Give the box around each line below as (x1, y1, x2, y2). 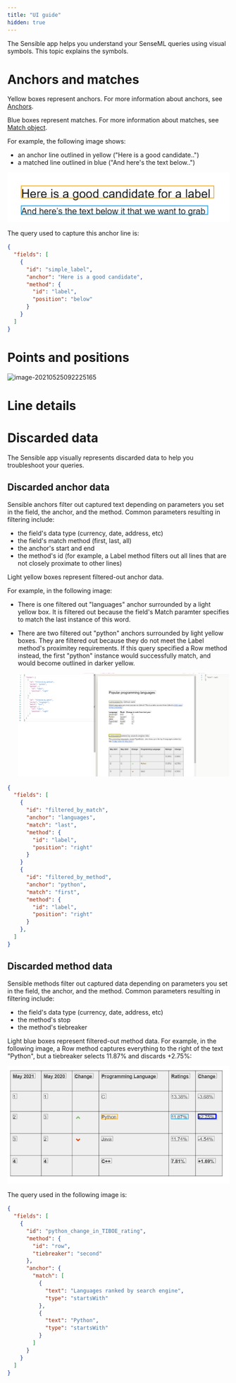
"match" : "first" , (25, 888, 80, 896)
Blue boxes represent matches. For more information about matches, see (7, 116, 219, 124)
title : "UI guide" (7, 11, 61, 18)
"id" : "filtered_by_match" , (25, 807, 109, 814)
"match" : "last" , (25, 821, 77, 829)
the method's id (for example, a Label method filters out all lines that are (17, 552, 227, 560)
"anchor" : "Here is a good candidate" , (25, 273, 143, 281)
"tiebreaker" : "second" (32, 1250, 102, 1257)
